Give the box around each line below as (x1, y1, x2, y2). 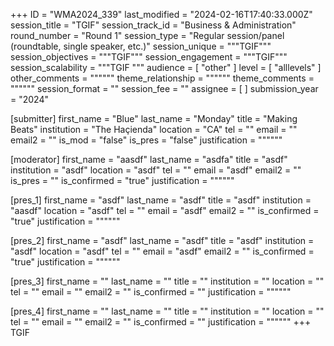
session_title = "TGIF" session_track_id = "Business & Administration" (10, 19, 297, 31)
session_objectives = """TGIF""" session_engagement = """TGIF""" (10, 51, 288, 63)
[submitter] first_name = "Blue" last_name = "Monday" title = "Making (10, 113, 298, 124)
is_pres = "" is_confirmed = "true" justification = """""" (10, 175, 235, 186)
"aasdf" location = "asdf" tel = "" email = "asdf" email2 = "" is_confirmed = (10, 205, 320, 216)
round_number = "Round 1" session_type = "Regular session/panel (10, 30, 285, 41)
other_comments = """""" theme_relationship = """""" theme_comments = (10, 72, 315, 84)
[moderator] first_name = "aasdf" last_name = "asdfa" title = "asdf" (10, 154, 288, 165)
